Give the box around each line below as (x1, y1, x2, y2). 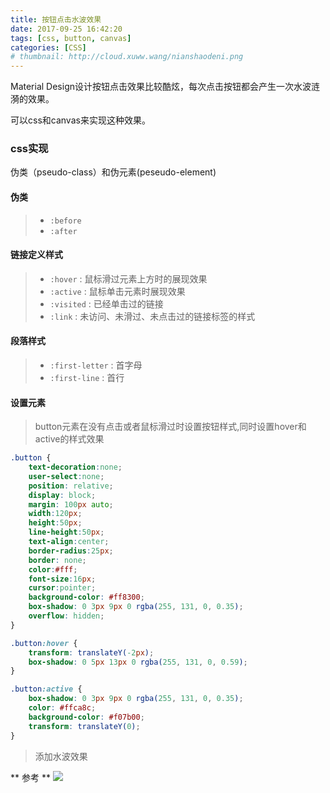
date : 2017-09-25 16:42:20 (10, 24, 123, 34)
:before (49, 216, 82, 226)
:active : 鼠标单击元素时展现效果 (49, 285, 186, 297)
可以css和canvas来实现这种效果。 (10, 114, 151, 126)
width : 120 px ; (28, 509, 83, 519)
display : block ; (28, 490, 97, 500)
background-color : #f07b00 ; (28, 712, 145, 722)
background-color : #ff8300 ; (28, 592, 145, 603)
